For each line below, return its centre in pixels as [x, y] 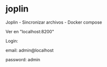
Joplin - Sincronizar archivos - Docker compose [54, 22]
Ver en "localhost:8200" [30, 31]
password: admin [23, 59]
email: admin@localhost [30, 50]
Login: [12, 41]
